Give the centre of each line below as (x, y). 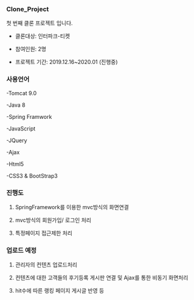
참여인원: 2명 (31, 49)
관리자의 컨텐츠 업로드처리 (46, 265)
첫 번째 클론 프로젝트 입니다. (40, 23)
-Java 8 (16, 105)
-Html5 (15, 164)
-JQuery (17, 140)
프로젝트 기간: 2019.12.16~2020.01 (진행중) (66, 62)
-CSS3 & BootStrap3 (32, 176)
